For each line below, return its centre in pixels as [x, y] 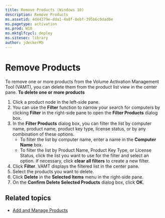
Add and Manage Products [40, 210]
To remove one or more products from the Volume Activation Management [82, 82]
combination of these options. [43, 134]
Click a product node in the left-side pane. [56, 102]
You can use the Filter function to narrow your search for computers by [86, 107]
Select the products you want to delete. [53, 171]
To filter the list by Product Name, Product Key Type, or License [86, 150]
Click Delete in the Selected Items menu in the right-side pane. [78, 177]
